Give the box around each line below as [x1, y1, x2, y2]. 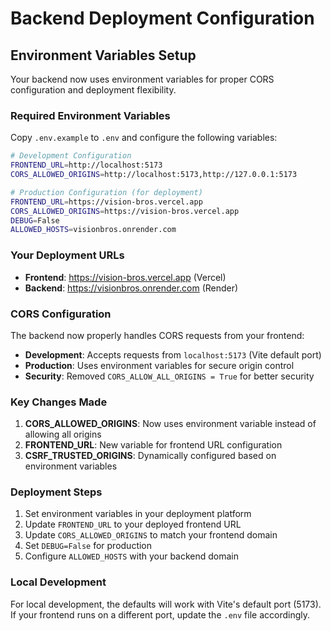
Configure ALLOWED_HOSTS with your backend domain [24, 550, 240, 562]
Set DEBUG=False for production [24, 540, 153, 552]
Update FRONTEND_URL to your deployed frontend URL [24, 518, 242, 531]
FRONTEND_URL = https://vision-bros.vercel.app [10, 197, 203, 207]
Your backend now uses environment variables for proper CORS [10, 73, 275, 85]
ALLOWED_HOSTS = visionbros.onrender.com [10, 225, 177, 235]
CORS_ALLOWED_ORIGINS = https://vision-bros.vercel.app [10, 206, 240, 216]
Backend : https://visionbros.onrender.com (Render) [24, 282, 239, 294]
